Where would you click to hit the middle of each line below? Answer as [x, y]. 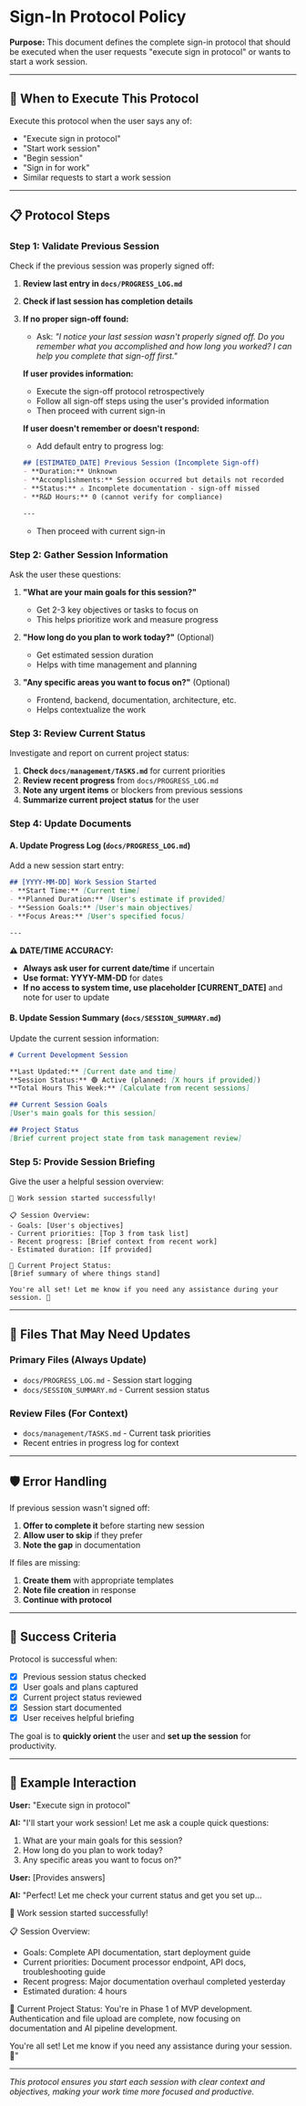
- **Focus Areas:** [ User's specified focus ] [97, 916]
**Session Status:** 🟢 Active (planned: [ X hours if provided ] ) [135, 1080]
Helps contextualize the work [91, 709]
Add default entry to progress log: [100, 446]
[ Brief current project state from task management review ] [126, 1138]
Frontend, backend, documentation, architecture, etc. [136, 699]
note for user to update [66, 997]
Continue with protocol [67, 1599]
